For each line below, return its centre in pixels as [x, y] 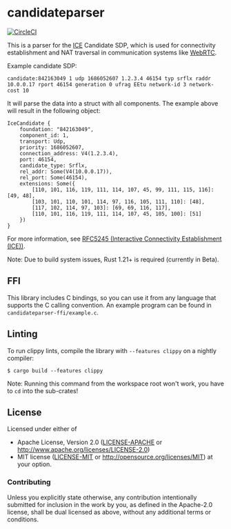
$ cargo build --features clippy [55, 370]
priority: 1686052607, [52, 147]
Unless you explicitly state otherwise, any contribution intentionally [102, 497]
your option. [34, 464]
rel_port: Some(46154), [54, 177]
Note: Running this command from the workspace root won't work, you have [115, 383]
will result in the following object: [54, 110]
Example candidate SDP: [42, 66]
